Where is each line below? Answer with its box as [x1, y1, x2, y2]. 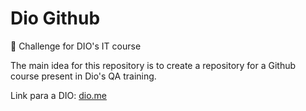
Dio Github [10, 7, 101, 30]
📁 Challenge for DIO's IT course [10, 40, 142, 52]
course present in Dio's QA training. [10, 70, 157, 82]
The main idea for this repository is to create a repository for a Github [10, 59, 297, 71]
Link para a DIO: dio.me [10, 89, 108, 101]
